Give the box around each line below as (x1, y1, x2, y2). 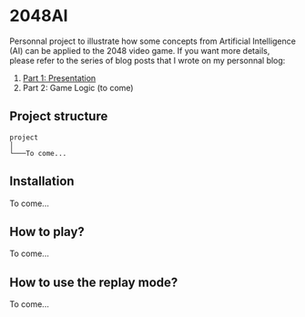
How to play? (9, 224, 85, 240)
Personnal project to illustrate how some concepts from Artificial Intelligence (9, 36, 296, 46)
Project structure (9, 108, 108, 124)
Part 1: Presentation (22, 72, 97, 83)
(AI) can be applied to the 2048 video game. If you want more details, (9, 45, 270, 56)
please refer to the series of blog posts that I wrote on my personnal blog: (9, 55, 286, 66)
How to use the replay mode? (9, 274, 178, 290)
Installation (9, 174, 75, 189)
